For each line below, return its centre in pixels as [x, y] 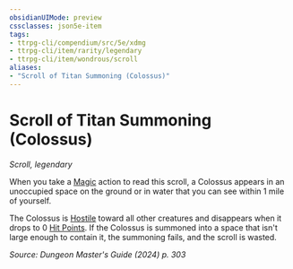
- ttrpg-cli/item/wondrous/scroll [74, 59]
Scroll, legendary [41, 164]
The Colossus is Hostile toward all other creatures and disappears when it [146, 218]
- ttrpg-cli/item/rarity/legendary [76, 51]
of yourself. [30, 200]
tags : [19, 34]
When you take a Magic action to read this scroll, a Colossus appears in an [147, 181]
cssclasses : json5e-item [56, 26]
